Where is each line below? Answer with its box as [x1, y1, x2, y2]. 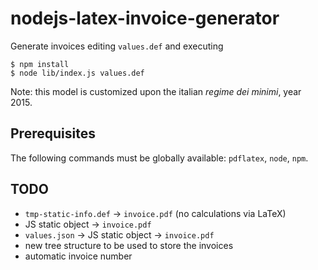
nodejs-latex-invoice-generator [10, 7, 280, 30]
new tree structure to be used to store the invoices [24, 239, 234, 251]
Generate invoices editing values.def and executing [10, 40, 224, 52]
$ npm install [10, 59, 70, 69]
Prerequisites [10, 125, 96, 142]
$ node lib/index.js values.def [10, 68, 145, 78]
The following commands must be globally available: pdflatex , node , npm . [10, 152, 309, 164]
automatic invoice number [24, 250, 133, 262]
